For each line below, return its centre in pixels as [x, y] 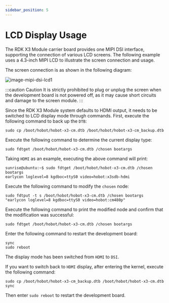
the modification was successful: [40, 215]
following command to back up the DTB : [46, 121]
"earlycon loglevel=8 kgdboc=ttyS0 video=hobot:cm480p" [65, 200]
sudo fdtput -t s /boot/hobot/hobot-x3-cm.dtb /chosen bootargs [74, 195]
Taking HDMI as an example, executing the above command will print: [77, 159]
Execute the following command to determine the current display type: [79, 140]
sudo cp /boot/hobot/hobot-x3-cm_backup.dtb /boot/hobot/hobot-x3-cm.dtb [85, 281]
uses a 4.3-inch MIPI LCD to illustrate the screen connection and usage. [80, 60]
